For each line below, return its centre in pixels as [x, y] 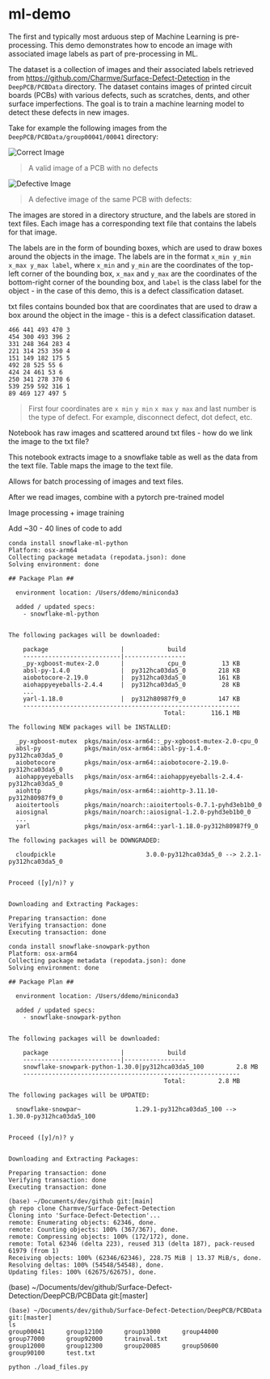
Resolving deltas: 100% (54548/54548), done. [86, 1265]
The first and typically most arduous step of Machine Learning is [116, 36]
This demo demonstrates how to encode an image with [141, 44]
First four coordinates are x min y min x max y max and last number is [142, 408]
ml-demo [40, 14]
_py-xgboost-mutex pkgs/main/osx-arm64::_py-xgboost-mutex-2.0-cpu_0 [137, 741]
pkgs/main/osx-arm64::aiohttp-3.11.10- [152, 791]
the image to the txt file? [49, 441]
